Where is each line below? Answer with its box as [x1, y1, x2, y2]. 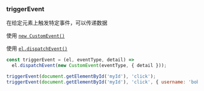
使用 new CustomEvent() [6, 32, 65, 39]
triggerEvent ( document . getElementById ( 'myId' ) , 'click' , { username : [6, 79, 186, 85]
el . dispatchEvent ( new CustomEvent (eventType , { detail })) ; [12, 63, 167, 69]
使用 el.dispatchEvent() [6, 45, 68, 52]
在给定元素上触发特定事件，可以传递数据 [6, 19, 107, 27]
